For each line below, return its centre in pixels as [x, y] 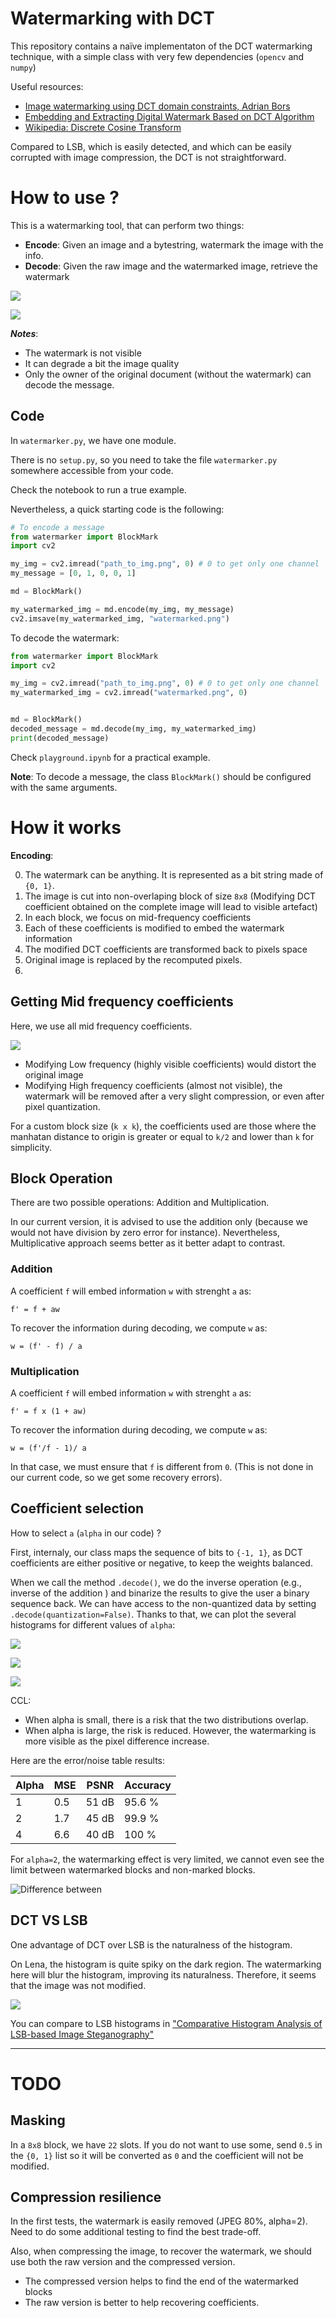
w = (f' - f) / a [46, 1346]
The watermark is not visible [83, 353]
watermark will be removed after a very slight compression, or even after [174, 1096]
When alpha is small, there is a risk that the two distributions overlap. [166, 1719]
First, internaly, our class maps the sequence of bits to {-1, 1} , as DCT [156, 1552]
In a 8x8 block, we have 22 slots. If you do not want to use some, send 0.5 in [166, 2144]
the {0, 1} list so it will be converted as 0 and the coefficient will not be [157, 2155]
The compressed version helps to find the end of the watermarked [161, 2281]
